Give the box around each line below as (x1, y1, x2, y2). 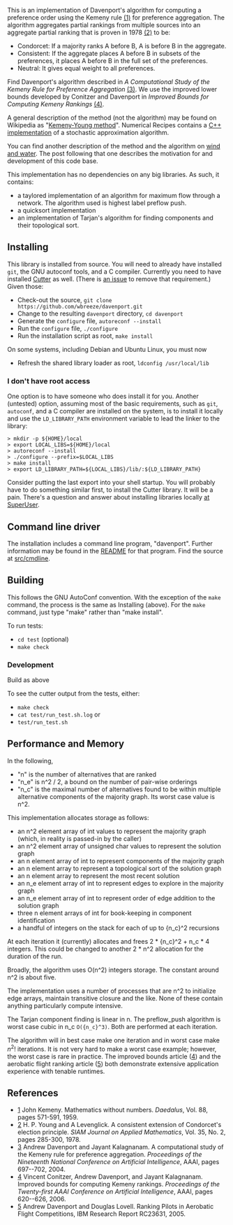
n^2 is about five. (7, 972, 57, 982)
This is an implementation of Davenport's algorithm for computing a (7, 6, 202, 14)
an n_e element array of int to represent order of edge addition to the (17, 893, 216, 902)
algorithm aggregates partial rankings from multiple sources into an (7, 21, 201, 29)
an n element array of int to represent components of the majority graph (17, 856, 225, 865)
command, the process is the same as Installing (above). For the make (7, 600, 206, 609)
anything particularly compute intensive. (7, 1001, 123, 1010)
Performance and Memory (7, 738, 124, 750)
